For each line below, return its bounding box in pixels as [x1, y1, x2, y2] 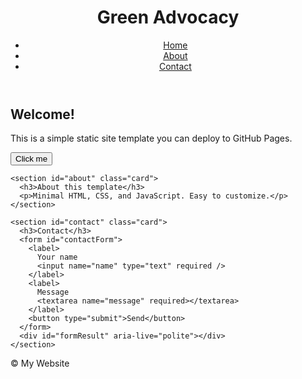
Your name [36, 252, 78, 263]
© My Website [10, 357, 70, 370]
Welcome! [10, 106, 75, 123]
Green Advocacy [96, 6, 240, 29]
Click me [15, 154, 48, 165]
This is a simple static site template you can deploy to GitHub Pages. [10, 132, 293, 145]
